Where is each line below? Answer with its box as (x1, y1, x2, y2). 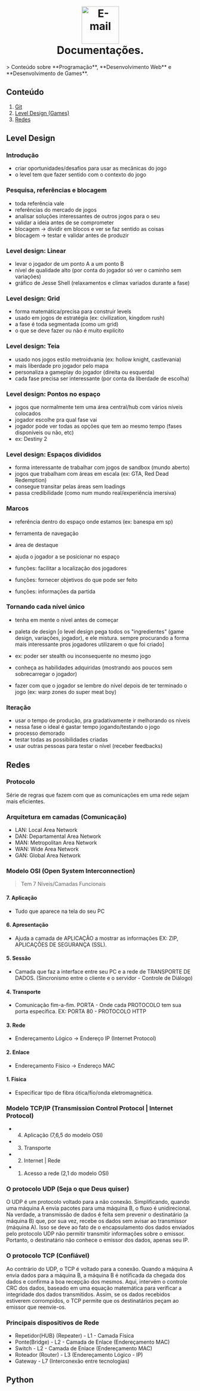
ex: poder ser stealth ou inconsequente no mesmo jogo (14, 652, 151, 659)
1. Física (6, 1075, 27, 1083)
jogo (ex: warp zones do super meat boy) (14, 688, 117, 695)
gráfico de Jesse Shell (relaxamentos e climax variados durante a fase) (14, 280, 190, 287)
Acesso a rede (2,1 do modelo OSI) (23, 1170, 109, 1177)
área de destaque (14, 541, 59, 548)
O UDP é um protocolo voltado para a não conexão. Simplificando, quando (6, 1198, 190, 1206)
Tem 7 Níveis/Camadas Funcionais (20, 881, 106, 888)
